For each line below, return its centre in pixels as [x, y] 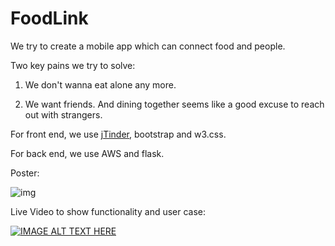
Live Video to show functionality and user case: [108, 211]
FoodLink [49, 18]
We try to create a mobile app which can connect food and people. [148, 46]
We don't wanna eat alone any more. [100, 84]
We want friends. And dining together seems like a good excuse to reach [174, 104]
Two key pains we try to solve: [73, 65]
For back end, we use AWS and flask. [87, 153]
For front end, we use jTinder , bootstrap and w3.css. [118, 134]
